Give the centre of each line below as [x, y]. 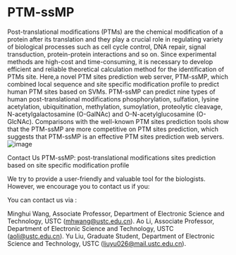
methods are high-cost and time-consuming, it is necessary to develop [110, 61]
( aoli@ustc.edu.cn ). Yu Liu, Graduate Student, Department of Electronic [111, 236]
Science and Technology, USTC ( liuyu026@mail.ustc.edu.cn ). [97, 243]
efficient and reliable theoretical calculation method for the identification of [116, 69]
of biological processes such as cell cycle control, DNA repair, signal [107, 46]
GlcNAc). [20, 121]
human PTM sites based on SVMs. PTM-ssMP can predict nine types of [112, 92]
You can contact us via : [42, 200]
